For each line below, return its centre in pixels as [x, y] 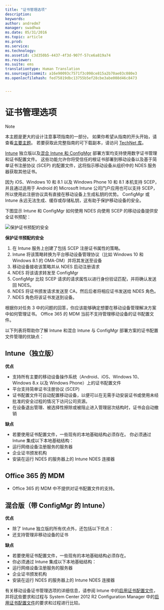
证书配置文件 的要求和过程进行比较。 [46, 603]
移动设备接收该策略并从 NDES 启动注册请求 [56, 266]
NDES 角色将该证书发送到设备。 [44, 297]
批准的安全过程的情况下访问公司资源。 [51, 401]
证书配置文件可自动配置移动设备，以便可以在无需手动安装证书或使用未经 [85, 395]
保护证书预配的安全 [25, 238]
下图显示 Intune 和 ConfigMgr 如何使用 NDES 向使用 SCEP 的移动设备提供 [79, 211]
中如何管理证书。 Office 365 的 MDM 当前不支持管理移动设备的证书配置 [77, 314]
